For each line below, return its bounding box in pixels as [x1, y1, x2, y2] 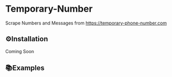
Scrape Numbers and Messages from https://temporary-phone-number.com [5, 20, 167, 26]
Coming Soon [5, 48, 34, 54]
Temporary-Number [5, 3, 93, 15]
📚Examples [5, 64, 45, 72]
